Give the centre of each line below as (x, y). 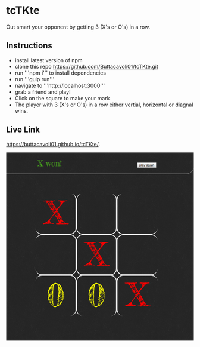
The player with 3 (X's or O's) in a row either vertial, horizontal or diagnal (104, 105)
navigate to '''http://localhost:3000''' (60, 85)
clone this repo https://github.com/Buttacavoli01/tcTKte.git (87, 66)
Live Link (23, 130)
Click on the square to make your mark (62, 98)
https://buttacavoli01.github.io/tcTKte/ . (53, 144)
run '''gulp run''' (35, 79)
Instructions (29, 46)
